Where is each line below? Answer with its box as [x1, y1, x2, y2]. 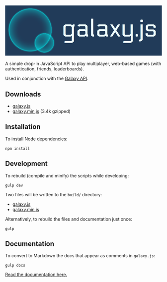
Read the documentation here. [5, 272, 68, 278]
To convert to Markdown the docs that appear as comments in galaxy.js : [5, 253, 156, 259]
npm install [5, 146, 30, 151]
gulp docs [5, 263, 26, 268]
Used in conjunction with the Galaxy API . [5, 75, 88, 82]
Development [5, 160, 48, 168]
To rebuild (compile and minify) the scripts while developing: [5, 172, 129, 178]
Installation [5, 122, 41, 131]
